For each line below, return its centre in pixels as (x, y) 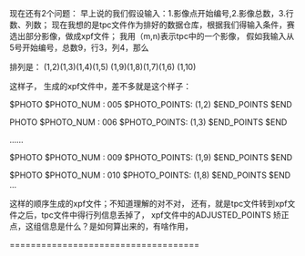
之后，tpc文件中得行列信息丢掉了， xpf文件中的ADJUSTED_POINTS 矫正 (153, 215)
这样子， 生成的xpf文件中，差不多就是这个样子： (101, 86)
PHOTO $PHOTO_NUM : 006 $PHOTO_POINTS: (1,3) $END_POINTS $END (148, 122)
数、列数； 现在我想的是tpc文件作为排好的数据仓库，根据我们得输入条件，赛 (152, 25)
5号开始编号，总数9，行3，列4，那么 (79, 47)
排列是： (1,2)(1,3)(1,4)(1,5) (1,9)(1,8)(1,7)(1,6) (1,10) (103, 67)
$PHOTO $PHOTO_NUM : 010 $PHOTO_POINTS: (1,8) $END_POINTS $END (150, 175)
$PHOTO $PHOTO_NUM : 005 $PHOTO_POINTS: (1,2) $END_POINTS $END (151, 104)
